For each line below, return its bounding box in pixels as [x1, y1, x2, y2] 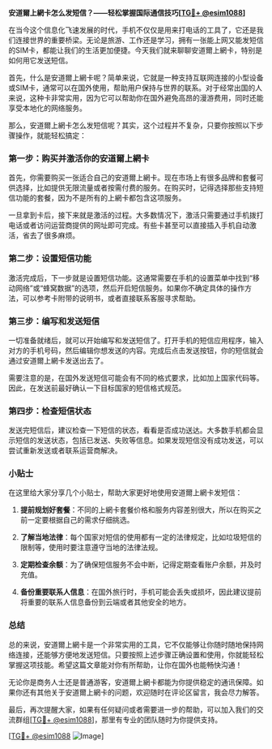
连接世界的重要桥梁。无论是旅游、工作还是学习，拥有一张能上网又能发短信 [15, 36, 264, 45]
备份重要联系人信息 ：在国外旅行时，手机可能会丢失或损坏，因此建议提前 [19, 588, 261, 597]
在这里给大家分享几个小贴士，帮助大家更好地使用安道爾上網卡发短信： [8, 488, 243, 497]
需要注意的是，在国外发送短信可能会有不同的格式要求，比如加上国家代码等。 [8, 372, 264, 382]
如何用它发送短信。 [8, 56, 73, 65]
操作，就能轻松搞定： [15, 131, 87, 140]
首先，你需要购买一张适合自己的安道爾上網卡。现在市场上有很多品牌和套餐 [8, 173, 257, 183]
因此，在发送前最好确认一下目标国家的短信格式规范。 [8, 383, 186, 393]
